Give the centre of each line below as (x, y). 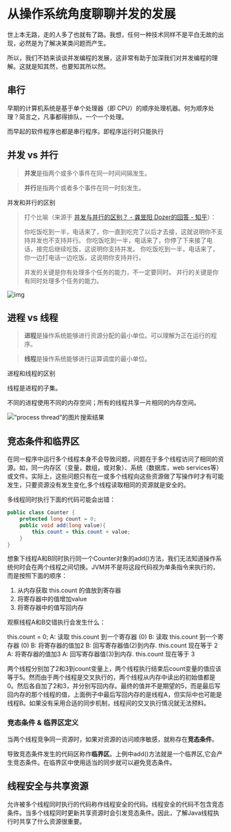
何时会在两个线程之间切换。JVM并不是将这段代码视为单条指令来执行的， (116, 567)
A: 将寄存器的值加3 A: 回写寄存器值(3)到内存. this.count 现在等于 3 (101, 654)
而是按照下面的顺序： (37, 576)
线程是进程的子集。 (34, 388)
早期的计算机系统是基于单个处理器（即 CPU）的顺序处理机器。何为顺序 (108, 108)
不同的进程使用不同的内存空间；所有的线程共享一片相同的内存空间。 (103, 403)
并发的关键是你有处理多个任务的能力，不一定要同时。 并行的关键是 (118, 272)
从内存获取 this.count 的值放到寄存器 (69, 590)
